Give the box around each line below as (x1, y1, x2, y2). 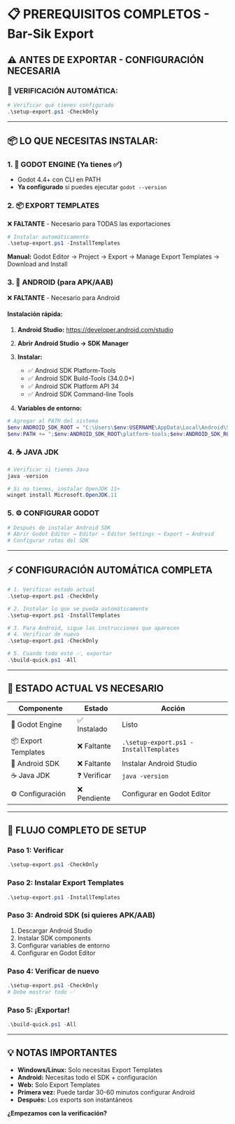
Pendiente (77, 793, 111, 803)
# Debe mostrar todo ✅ (7, 988, 75, 996)
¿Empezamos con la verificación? (7, 1109, 107, 1117)
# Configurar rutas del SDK (7, 537, 90, 544)
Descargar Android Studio (17, 926, 93, 935)
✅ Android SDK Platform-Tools (27, 366, 116, 374)
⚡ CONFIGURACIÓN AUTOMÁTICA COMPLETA (7, 564, 213, 576)
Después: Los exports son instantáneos (17, 1095, 133, 1104)
